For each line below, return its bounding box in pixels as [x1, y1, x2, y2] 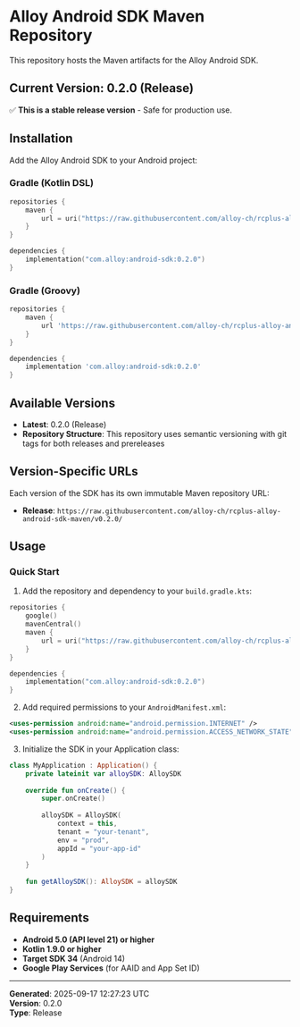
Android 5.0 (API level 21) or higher [21, 934, 155, 945]
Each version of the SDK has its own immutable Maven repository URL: [9, 487, 270, 498]
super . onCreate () [41, 794, 105, 804]
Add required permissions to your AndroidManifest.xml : [21, 702, 227, 712]
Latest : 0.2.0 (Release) [21, 418, 107, 430]
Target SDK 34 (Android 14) [21, 953, 126, 964]
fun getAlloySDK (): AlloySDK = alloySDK [25, 878, 178, 887]
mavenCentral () [25, 619, 82, 629]
